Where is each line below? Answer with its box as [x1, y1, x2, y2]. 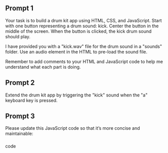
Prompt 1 [5, 4, 34, 13]
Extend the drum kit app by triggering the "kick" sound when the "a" [5, 92, 148, 98]
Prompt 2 [5, 78, 35, 87]
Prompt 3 [5, 112, 35, 121]
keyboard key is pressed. [5, 97, 58, 103]
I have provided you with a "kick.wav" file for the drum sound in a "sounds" [5, 43, 162, 49]
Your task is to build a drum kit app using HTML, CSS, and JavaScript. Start [5, 17, 162, 23]
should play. [5, 33, 31, 39]
